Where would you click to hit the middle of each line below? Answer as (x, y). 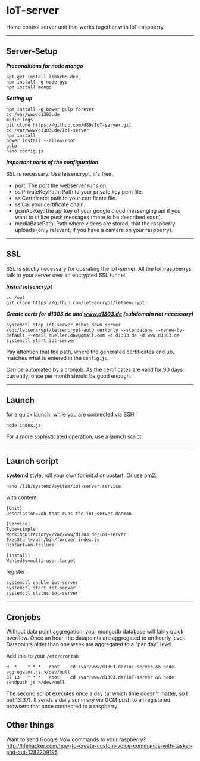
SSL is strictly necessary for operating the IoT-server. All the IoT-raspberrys (99, 268)
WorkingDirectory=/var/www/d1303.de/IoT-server (66, 535)
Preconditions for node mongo (45, 66)
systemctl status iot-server (42, 593)
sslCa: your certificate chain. (50, 204)
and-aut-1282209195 (32, 752)
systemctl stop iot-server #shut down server (63, 325)
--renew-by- (170, 330)
